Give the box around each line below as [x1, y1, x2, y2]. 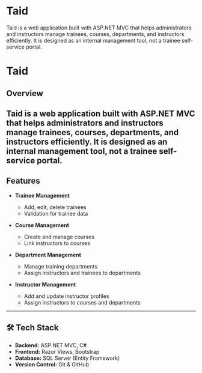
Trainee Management [14, 192, 70, 199]
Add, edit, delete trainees [23, 203, 87, 211]
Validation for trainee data [23, 210, 88, 217]
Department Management [14, 251, 81, 258]
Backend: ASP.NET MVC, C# [14, 341, 87, 349]
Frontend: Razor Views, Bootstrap [14, 348, 100, 355]
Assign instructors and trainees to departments [23, 269, 141, 276]
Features [6, 176, 40, 186]
